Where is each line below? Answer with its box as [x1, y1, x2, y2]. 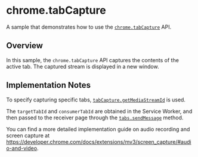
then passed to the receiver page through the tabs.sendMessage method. [6, 114, 184, 121]
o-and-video [6, 144, 38, 152]
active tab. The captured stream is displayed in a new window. [6, 63, 159, 70]
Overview [6, 41, 44, 51]
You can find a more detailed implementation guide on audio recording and [6, 125, 190, 133]
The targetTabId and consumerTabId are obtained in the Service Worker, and [6, 107, 193, 115]
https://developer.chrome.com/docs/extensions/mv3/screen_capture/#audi [6, 138, 192, 145]
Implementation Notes [6, 80, 91, 90]
